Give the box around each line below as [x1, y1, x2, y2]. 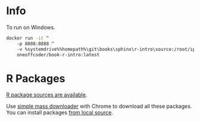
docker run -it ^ [6, 35, 49, 41]
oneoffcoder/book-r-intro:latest [17, 52, 100, 57]
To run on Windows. [6, 24, 55, 31]
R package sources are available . [6, 91, 87, 98]
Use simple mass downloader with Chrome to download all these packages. [6, 102, 192, 110]
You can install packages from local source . [6, 109, 113, 116]
